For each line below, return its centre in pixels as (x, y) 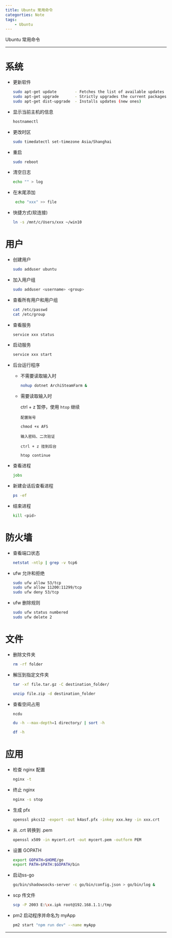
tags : (11, 19)
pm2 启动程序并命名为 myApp (44, 915)
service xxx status (34, 334)
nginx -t (22, 780)
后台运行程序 (26, 365)
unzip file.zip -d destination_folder (54, 694)
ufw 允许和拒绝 (29, 573)
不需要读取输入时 (38, 376)
